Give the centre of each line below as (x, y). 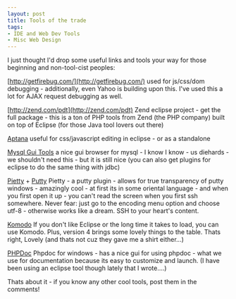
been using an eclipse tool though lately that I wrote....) (87, 268)
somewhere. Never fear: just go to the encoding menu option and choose (114, 203)
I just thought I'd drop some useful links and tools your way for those (107, 60)
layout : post (26, 14)
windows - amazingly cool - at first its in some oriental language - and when (118, 188)
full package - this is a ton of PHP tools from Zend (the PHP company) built (116, 118)
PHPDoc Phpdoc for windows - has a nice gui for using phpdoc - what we (114, 253)
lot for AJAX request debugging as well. (65, 97)
